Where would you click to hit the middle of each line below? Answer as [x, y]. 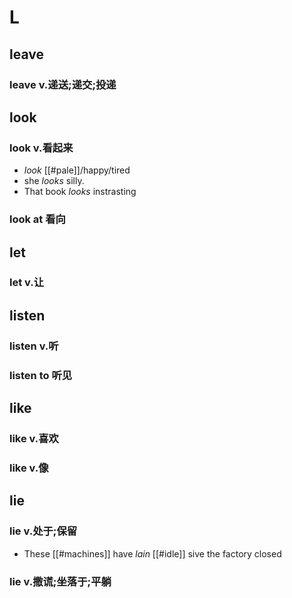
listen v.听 [34, 346]
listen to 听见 [41, 375]
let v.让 [27, 283]
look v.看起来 [41, 148]
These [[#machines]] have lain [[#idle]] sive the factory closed [152, 553]
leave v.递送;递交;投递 [63, 84]
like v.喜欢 [34, 438]
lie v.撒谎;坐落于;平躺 [60, 581]
